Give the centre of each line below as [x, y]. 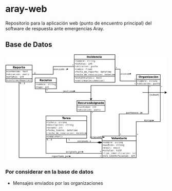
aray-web [26, 9]
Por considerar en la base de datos [50, 172]
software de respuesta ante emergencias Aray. [55, 28]
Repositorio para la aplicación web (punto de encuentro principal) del [79, 23]
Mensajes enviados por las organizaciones [58, 183]
